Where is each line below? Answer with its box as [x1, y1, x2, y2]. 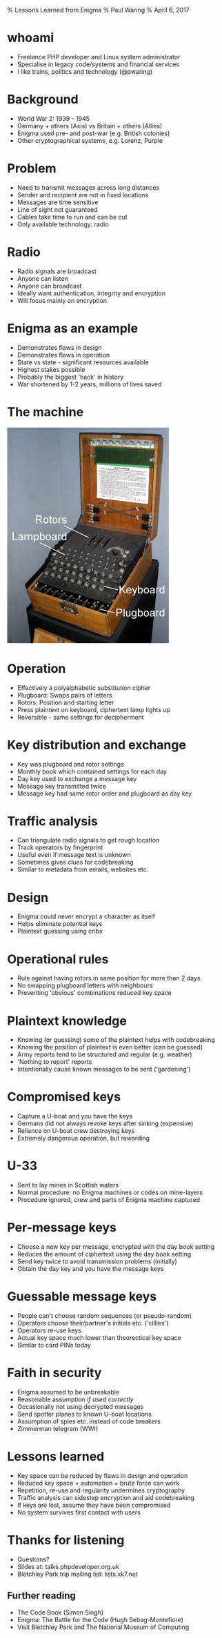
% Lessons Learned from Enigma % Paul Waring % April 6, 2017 [7, 6, 190, 14]
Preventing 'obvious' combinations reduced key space [17, 989, 172, 997]
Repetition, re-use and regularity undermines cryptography [17, 1486, 185, 1494]
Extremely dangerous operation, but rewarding [17, 1134, 150, 1143]
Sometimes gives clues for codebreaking [17, 858, 134, 867]
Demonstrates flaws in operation [17, 351, 110, 359]
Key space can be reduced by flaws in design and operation [17, 1471, 188, 1479]
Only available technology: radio [17, 220, 109, 228]
